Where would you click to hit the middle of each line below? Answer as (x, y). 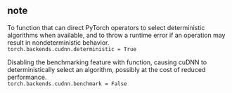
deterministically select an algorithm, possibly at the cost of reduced (107, 69)
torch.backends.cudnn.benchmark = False (67, 84)
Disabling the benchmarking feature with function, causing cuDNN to (107, 62)
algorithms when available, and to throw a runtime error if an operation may (116, 35)
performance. (27, 77)
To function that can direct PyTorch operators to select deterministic (106, 27)
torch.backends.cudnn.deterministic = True (72, 49)
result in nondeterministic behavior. (58, 42)
